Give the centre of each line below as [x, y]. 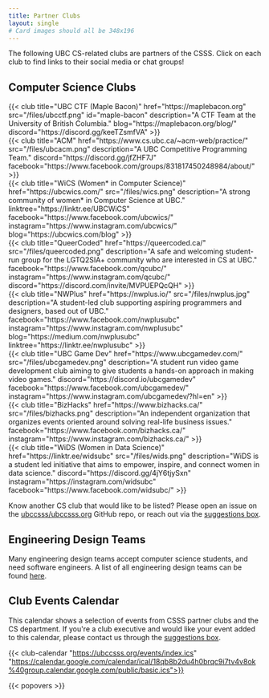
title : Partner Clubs [45, 16]
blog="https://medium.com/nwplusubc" [74, 337]
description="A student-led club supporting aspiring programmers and [125, 302]
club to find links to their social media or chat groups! [96, 62]
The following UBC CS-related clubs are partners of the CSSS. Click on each [135, 54]
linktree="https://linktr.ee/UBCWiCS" [69, 209]
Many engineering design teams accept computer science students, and [128, 559]
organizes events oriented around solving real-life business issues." [120, 422]
